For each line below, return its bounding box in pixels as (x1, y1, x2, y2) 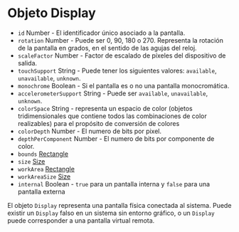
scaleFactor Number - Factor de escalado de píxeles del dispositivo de (17, 51, 226, 60)
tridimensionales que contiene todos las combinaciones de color (17, 112, 208, 120)
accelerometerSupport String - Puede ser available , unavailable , (17, 89, 208, 97)
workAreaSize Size (17, 172, 71, 181)
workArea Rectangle (17, 164, 75, 173)
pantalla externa (17, 187, 65, 196)
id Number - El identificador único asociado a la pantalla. (17, 28, 186, 37)
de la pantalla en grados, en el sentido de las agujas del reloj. (17, 43, 197, 52)
